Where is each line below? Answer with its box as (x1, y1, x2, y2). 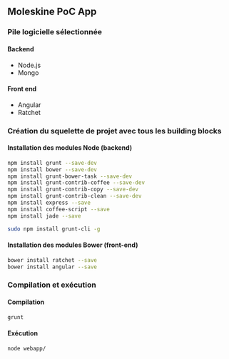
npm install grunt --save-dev (7, 159, 98, 166)
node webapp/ (7, 345, 46, 352)
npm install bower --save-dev (7, 166, 98, 173)
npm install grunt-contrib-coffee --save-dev (7, 179, 145, 186)
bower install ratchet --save (7, 256, 98, 263)
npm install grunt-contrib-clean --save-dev (7, 193, 142, 200)
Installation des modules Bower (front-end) (7, 241, 138, 249)
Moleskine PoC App (7, 6, 97, 18)
